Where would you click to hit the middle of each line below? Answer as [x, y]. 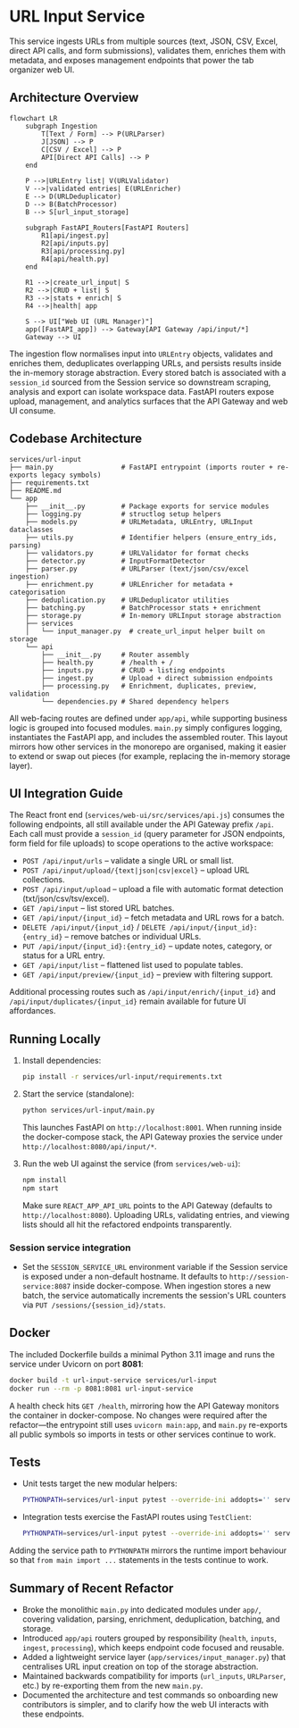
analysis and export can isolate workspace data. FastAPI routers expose [142, 391]
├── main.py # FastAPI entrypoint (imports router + [141, 467]
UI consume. [33, 410]
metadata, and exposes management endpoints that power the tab [132, 60]
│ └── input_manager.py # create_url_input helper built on [145, 631]
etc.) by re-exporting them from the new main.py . [112, 1685]
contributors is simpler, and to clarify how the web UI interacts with [145, 1704]
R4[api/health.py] [75, 259]
